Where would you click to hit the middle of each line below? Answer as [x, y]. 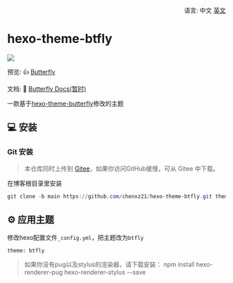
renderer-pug [43, 273]
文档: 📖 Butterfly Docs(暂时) [47, 89]
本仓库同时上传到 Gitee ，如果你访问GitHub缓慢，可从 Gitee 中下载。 [122, 169]
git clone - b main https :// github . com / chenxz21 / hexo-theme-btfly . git [110, 196]
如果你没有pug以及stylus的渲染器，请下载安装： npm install [109, 264]
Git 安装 [20, 152]
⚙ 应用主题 [31, 220]
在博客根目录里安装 [35, 183]
